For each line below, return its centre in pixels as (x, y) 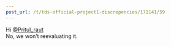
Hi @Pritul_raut (25, 29)
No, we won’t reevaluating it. (42, 36)
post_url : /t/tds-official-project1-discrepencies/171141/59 (85, 12)
